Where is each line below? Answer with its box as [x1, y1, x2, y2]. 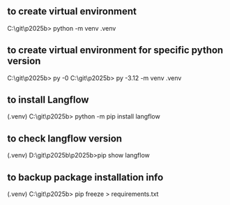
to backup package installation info [7, 171, 164, 183]
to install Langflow [7, 94, 89, 106]
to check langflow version [7, 132, 123, 144]
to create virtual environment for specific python [7, 45, 224, 56]
